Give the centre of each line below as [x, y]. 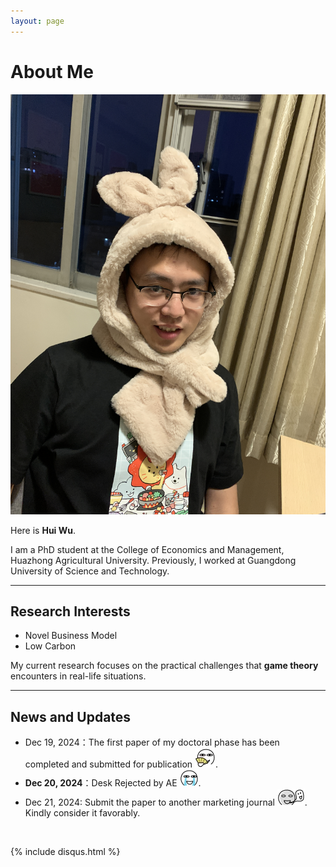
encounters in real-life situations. [78, 676]
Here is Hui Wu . [43, 530]
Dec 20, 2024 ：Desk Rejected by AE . [113, 783]
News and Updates [71, 716]
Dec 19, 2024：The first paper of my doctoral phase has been [152, 742]
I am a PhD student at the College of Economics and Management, [147, 549]
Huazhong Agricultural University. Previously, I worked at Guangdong [153, 560]
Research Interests [70, 611]
